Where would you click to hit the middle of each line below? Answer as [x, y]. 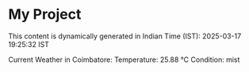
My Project [45, 14]
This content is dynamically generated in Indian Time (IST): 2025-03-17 [125, 36]
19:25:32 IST [29, 44]
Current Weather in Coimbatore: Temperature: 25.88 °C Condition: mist [124, 59]
